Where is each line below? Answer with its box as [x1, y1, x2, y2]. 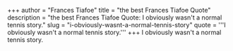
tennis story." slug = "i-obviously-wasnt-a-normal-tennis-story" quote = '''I [7, 21, 226, 29]
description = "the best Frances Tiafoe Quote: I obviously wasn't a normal [7, 13, 222, 22]
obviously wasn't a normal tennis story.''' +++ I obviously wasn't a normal [7, 28, 222, 36]
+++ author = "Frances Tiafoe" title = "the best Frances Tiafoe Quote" [7, 6, 211, 14]
